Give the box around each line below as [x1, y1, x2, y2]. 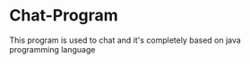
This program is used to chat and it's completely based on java [9, 35, 242, 45]
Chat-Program [9, 5, 118, 26]
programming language [9, 44, 96, 54]
